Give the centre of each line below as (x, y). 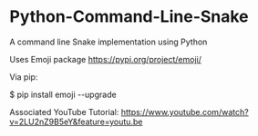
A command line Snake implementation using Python (108, 42)
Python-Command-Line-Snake (129, 17)
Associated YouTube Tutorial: (64, 112)
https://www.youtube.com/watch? (185, 112)
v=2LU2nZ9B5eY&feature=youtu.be (76, 121)
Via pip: (24, 77)
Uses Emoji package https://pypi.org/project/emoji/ (106, 59)
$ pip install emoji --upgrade (63, 94)
